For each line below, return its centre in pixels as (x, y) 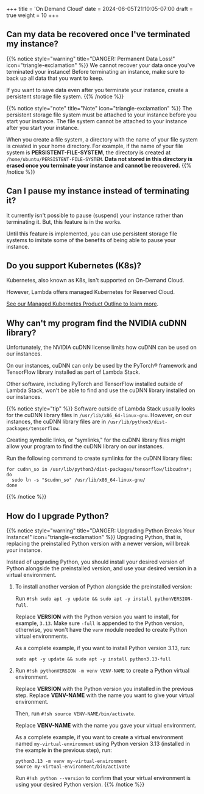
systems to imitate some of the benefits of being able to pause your (91, 240)
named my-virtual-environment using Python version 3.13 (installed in (103, 744)
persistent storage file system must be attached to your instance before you (101, 115)
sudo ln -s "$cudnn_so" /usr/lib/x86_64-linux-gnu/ (79, 480)
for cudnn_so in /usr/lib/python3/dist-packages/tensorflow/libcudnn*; (99, 470)
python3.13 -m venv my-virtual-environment (71, 762)
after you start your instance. (43, 127)
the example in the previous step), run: (64, 750)
